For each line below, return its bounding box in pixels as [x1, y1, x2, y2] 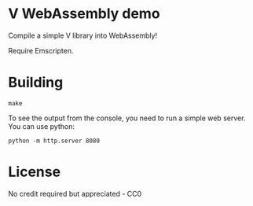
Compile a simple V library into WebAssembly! [8, 31, 158, 40]
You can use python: [8, 121, 75, 131]
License [8, 163, 61, 181]
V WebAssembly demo [8, 5, 160, 23]
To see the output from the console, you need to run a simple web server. [8, 113, 246, 123]
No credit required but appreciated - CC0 [8, 189, 142, 198]
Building [8, 74, 64, 91]
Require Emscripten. [8, 46, 74, 55]
